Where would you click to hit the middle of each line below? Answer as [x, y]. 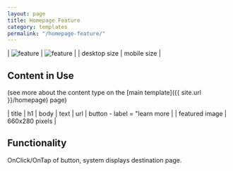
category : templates [38, 27]
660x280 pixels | [32, 121]
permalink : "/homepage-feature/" [56, 33]
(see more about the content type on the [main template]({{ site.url [104, 93]
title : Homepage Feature [44, 20]
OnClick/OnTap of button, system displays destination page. [95, 160]
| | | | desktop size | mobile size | [84, 53]
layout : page [26, 14]
